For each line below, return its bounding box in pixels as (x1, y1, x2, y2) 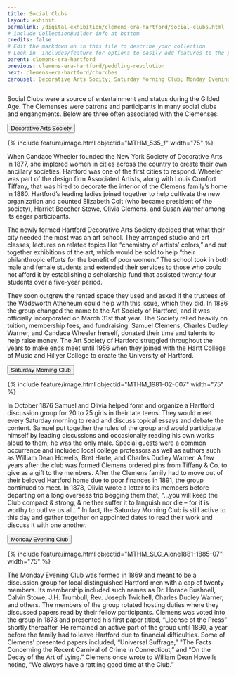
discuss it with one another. (7, 521, 87, 529)
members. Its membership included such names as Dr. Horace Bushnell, (7, 586, 216, 594)
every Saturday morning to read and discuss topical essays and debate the (7, 416, 225, 425)
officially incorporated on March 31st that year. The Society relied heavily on (7, 314, 228, 323)
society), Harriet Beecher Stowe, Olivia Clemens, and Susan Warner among (7, 204, 225, 213)
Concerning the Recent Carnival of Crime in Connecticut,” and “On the (7, 646, 211, 654)
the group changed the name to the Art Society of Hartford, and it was (7, 306, 211, 315)
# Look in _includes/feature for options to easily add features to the (7, 50, 225, 57)
